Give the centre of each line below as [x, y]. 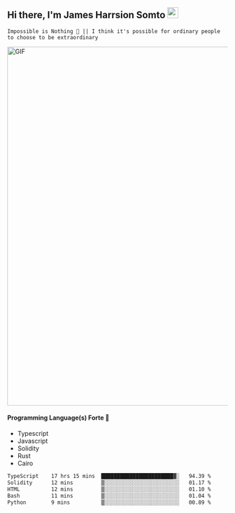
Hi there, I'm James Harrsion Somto [86, 15]
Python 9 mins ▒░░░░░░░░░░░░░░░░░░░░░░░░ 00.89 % [109, 502]
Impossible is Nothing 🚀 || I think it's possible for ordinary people [114, 31]
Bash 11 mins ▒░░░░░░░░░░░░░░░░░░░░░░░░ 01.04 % [109, 495]
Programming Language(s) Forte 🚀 [58, 418]
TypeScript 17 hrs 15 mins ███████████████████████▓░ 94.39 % [109, 477]
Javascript [33, 441]
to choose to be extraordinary [53, 37]
